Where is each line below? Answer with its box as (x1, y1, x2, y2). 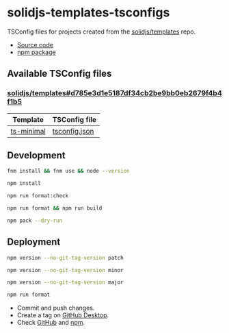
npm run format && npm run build (7, 205, 103, 212)
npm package (16, 48, 56, 56)
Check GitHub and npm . (16, 319, 85, 327)
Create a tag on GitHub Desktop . (16, 311, 109, 319)
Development (7, 149, 66, 162)
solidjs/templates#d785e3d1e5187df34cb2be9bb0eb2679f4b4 (7, 88, 222, 98)
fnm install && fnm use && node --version (7, 168, 130, 175)
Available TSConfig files (7, 68, 112, 79)
